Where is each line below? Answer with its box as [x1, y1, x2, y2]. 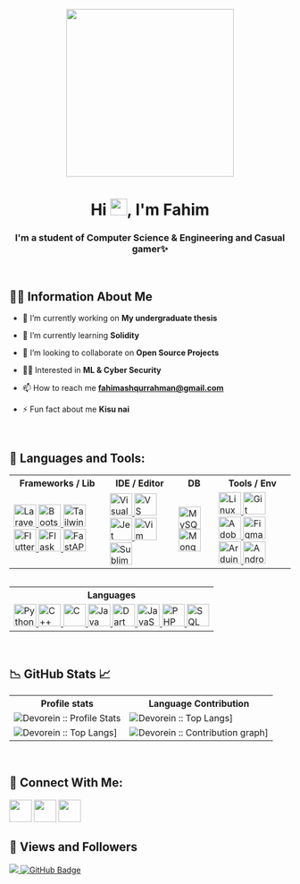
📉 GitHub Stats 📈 [9, 667, 112, 682]
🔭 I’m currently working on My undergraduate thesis [21, 313, 218, 324]
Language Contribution [148, 697, 250, 710]
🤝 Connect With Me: [9, 775, 123, 791]
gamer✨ [131, 242, 169, 255]
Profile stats [40, 697, 94, 710]
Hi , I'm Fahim [90, 200, 210, 220]
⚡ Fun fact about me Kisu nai [21, 404, 129, 415]
